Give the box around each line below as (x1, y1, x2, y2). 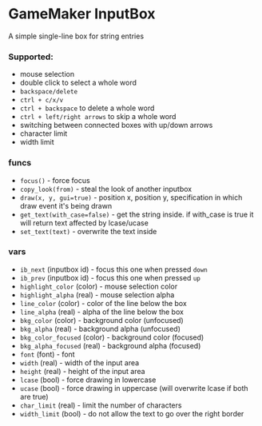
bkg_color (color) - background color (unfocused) (19, 315, 184, 324)
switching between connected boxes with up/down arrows (19, 121, 213, 130)
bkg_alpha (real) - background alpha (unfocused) (19, 324, 181, 333)
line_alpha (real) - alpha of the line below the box (19, 307, 184, 317)
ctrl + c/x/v (19, 97, 64, 105)
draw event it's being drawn (19, 201, 113, 210)
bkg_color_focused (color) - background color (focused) (19, 332, 204, 342)
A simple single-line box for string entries (8, 31, 145, 41)
